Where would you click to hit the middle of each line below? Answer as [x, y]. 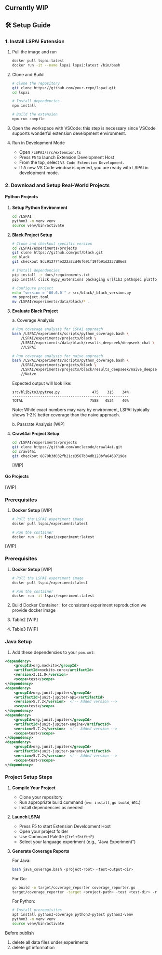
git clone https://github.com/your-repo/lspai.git [64, 88]
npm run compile [28, 119]
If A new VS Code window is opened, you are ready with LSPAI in [84, 167]
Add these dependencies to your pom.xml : [53, 652]
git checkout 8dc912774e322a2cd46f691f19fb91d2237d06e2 [69, 262]
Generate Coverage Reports [40, 851]
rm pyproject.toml [30, 297]
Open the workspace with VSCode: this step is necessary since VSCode [84, 128]
